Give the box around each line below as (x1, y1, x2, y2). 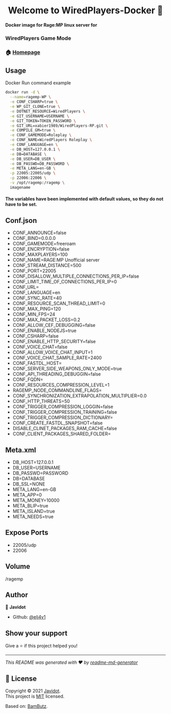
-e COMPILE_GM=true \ (10, 128, 56, 133)
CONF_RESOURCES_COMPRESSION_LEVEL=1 (12, 382, 109, 388)
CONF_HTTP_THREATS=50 (12, 398, 70, 405)
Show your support (5, 629, 68, 637)
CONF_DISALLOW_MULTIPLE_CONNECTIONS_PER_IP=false (12, 273, 139, 279)
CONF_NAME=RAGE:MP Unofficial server (12, 257, 100, 263)
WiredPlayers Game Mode (5, 34, 71, 41)
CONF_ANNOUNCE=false (12, 230, 67, 236)
